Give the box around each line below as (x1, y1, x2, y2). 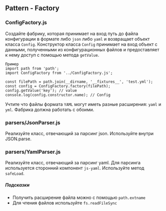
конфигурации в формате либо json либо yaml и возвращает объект (5, 36, 150, 42)
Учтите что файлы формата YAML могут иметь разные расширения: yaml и (5, 101, 161, 107)
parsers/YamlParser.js (5, 148, 61, 155)
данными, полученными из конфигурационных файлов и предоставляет (5, 46, 159, 52)
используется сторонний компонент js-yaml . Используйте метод (5, 165, 144, 171)
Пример (5, 61, 19, 67)
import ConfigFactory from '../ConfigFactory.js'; (5, 70, 113, 75)
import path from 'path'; (5, 66, 59, 71)
